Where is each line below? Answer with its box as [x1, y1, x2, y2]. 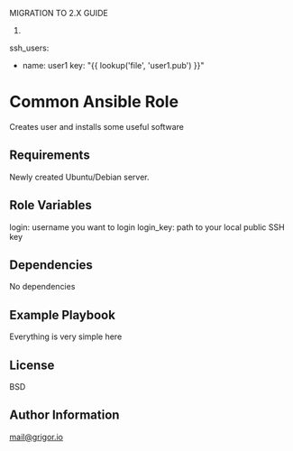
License [9, 357, 55, 373]
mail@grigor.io [9, 431, 64, 442]
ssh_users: [9, 42, 50, 53]
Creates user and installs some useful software [9, 121, 185, 132]
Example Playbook [9, 307, 115, 323]
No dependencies [9, 281, 76, 292]
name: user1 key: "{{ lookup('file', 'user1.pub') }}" [22, 60, 205, 70]
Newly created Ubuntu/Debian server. [9, 171, 150, 182]
